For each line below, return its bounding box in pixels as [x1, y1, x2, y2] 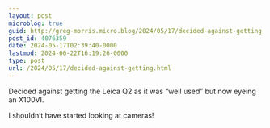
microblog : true [8, 19, 63, 27]
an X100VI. [8, 94, 44, 105]
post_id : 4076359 [8, 34, 67, 43]
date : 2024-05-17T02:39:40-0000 [8, 42, 117, 50]
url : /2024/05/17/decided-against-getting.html [8, 64, 172, 72]
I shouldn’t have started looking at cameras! [8, 110, 154, 120]
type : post [8, 57, 45, 65]
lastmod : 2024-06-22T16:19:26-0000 [8, 49, 129, 57]
